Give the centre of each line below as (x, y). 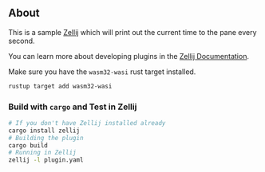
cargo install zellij (44, 131)
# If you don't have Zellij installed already (87, 123)
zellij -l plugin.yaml (46, 160)
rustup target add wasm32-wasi (60, 86)
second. (22, 41)
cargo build (28, 145)
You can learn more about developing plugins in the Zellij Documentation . (129, 56)
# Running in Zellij (43, 153)
